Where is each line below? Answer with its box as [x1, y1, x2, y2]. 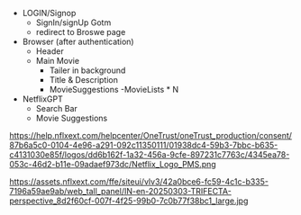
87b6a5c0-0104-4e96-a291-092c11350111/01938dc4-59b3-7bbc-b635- [9, 139, 278, 150]
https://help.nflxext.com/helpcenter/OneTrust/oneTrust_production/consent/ [9, 130, 293, 140]
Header [35, 46, 65, 57]
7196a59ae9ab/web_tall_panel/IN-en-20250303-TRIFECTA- [9, 186, 232, 196]
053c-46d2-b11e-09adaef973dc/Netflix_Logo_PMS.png [9, 159, 216, 169]
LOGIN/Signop [22, 8, 77, 18]
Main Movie [35, 56, 79, 66]
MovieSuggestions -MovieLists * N [49, 85, 179, 94]
